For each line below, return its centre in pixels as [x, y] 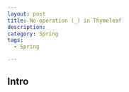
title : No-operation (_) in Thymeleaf [64, 21]
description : [27, 27]
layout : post [27, 14]
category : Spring [33, 34]
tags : [15, 40]
